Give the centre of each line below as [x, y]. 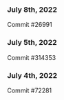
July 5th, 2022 [32, 43]
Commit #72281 [30, 90]
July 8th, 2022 [32, 10]
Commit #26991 [30, 25]
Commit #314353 [32, 57]
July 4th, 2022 [32, 75]
